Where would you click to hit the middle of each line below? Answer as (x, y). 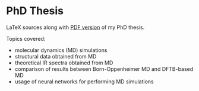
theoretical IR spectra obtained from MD (64, 63)
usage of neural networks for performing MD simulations (84, 82)
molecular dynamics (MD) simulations (61, 50)
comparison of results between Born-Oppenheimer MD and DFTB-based (104, 69)
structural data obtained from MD (56, 56)
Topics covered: (26, 38)
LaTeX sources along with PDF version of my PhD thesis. (75, 27)
